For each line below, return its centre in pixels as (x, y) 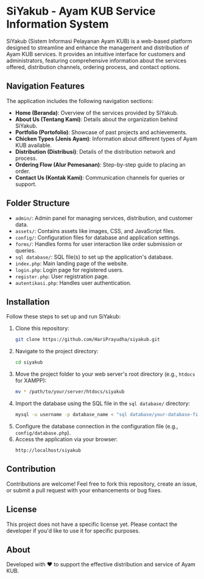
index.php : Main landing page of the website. (72, 263)
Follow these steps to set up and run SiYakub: (64, 317)
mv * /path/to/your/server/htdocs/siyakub (70, 392)
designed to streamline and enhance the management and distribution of (98, 48)
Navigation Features (46, 86)
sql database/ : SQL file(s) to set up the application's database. (94, 257)
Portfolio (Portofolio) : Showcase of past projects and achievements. (101, 132)
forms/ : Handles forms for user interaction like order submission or (99, 244)
